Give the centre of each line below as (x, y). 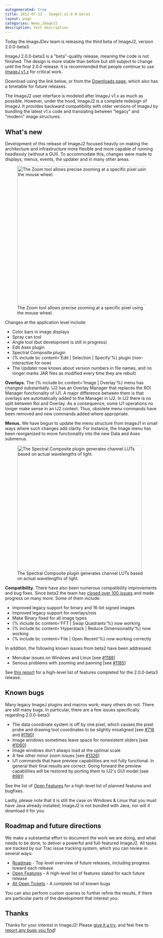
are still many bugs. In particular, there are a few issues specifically (72, 710)
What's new (24, 132)
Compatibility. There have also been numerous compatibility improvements (81, 588)
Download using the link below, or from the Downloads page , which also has (81, 81)
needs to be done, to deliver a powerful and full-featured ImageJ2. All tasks (81, 843)
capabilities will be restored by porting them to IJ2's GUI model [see (80, 771)
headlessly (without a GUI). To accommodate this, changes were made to (79, 154)
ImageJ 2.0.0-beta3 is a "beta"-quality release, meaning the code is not (77, 56)
